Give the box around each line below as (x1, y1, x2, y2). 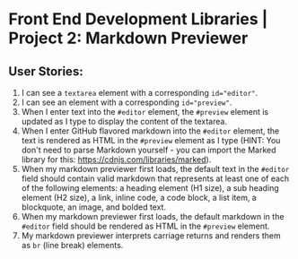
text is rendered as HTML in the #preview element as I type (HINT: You (21, 135, 281, 145)
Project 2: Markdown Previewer (8, 28, 249, 48)
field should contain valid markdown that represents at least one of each (21, 173, 290, 184)
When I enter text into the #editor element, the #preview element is (21, 107, 269, 117)
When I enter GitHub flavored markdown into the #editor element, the (21, 125, 280, 136)
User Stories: (8, 64, 83, 79)
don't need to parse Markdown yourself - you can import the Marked (21, 144, 276, 155)
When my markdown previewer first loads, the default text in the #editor (21, 164, 290, 174)
